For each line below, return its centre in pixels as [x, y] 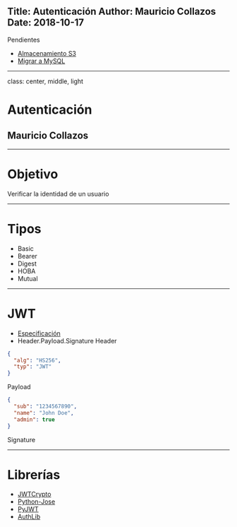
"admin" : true [34, 420]
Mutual [28, 278]
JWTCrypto [34, 495]
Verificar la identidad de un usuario [58, 194]
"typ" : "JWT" [33, 367]
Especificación [39, 333]
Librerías [34, 474]
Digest [27, 263]
